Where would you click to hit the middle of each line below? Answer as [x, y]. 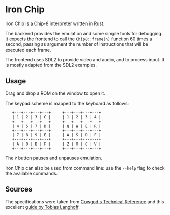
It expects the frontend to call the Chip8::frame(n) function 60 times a [79, 39]
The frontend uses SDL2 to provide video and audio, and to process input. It [85, 59]
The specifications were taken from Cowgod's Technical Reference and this [85, 201]
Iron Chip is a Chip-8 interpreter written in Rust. [55, 23]
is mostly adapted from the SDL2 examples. [51, 65]
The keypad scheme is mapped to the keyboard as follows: [67, 103]
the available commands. [32, 173]
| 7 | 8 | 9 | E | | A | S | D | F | [56, 135]
